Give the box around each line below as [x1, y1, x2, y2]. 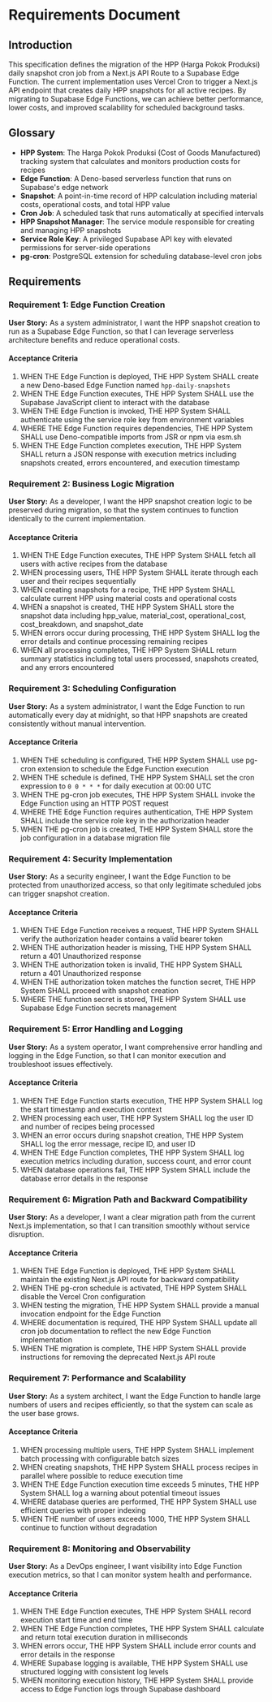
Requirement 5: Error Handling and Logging [8, 1023, 183, 1035]
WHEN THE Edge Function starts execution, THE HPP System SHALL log [19, 1095, 263, 1105]
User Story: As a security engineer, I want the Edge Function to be [8, 871, 231, 881]
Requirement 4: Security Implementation [8, 853, 173, 864]
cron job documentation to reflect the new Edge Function [19, 1326, 212, 1337]
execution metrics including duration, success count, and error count [19, 1156, 252, 1166]
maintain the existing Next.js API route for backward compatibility [19, 1275, 240, 1285]
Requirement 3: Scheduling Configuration [8, 683, 177, 694]
